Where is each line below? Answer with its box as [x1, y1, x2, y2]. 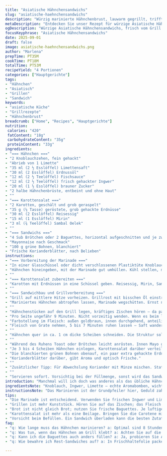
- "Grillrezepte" [5, 109, 41, 115]
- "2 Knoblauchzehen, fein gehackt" [5, 156, 81, 161]
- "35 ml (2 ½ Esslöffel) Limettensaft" [5, 165, 90, 170]
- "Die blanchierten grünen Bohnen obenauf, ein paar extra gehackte [5, 351, 153, 356]
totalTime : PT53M [5, 63, 41, 68]
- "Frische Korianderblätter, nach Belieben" [5, 249, 101, 254]
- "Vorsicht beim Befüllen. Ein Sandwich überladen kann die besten [5, 416, 150, 421]
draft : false [5, 40, 32, 45]
